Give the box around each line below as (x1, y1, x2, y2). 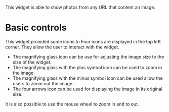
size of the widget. (12, 59, 52, 65)
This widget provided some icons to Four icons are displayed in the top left (5, 38, 161, 44)
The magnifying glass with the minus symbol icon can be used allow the (12, 75, 163, 81)
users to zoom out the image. (12, 80, 74, 86)
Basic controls (5, 22, 67, 33)
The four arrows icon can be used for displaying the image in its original (12, 86, 163, 92)
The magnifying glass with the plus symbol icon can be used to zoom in (12, 64, 162, 70)
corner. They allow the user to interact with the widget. (5, 44, 119, 50)
